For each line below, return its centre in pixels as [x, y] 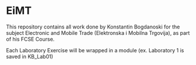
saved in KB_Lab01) [30, 56]
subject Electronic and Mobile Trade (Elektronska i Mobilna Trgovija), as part [98, 32]
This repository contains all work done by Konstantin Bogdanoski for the [93, 27]
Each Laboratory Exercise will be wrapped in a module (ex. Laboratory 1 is [95, 50]
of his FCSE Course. [30, 39]
